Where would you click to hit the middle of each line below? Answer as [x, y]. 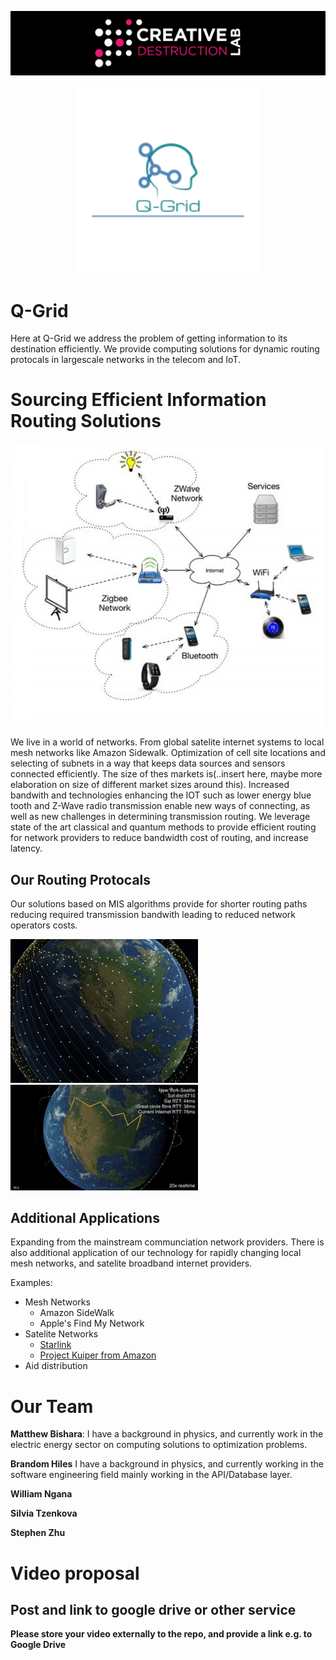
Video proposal [75, 1573]
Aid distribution [56, 1366]
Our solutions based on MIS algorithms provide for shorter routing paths [159, 903]
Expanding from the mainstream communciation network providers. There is [167, 1242]
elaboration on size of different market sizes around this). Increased [150, 785]
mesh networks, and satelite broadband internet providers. [131, 1263]
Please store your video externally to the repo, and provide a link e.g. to [161, 1634]
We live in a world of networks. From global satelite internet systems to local [167, 742]
